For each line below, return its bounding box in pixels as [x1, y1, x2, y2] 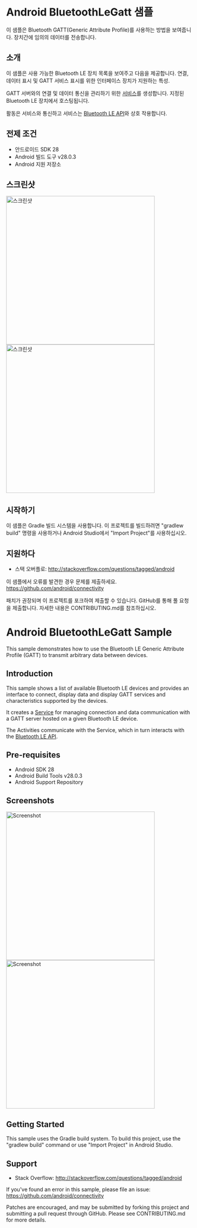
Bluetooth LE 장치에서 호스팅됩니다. [6, 97, 90, 104]
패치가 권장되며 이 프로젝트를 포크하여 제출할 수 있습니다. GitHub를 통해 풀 [6, 597, 178, 604]
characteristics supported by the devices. [6, 697, 108, 704]
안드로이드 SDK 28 [14, 146, 59, 153]
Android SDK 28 [14, 766, 55, 773]
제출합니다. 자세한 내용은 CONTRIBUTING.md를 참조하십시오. [12, 604, 156, 611]
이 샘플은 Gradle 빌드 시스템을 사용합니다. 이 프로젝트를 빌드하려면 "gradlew [6, 522, 184, 529]
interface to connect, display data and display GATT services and [6, 690, 166, 698]
